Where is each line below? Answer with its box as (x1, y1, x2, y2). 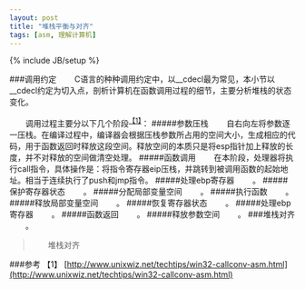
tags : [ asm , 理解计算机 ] (9, 30, 97, 39)
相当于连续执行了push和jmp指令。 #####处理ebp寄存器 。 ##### (25, 174, 289, 186)
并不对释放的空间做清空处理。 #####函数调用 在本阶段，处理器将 (25, 152, 286, 164)
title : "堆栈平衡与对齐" (9, 22, 93, 31)
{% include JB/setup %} (9, 55, 100, 66)
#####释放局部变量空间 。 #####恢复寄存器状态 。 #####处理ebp (9, 197, 292, 209)
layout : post (9, 13, 59, 23)
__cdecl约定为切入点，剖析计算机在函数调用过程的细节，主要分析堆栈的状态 (9, 85, 292, 96)
